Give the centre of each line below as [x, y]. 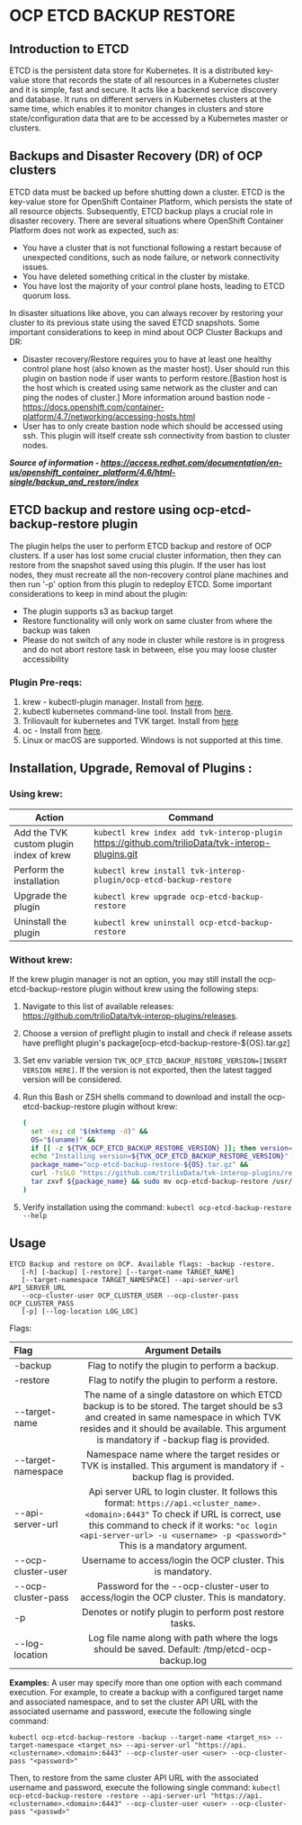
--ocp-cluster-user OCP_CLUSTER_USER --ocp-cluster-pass [130, 1296]
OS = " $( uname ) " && [63, 1140]
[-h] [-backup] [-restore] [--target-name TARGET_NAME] [128, 1272]
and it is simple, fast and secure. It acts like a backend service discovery [143, 90]
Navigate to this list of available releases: [98, 1006]
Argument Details [183, 1350]
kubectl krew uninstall [145, 922]
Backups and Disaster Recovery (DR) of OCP [136, 156]
